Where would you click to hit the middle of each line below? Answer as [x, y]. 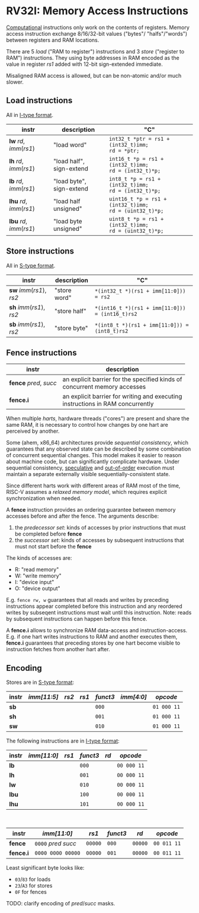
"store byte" [71, 328]
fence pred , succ [33, 383]
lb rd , [16, 181]
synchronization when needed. [44, 498]
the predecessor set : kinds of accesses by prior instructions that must [100, 528]
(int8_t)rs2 [111, 331]
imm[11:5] [44, 697]
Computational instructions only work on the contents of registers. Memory [98, 27]
